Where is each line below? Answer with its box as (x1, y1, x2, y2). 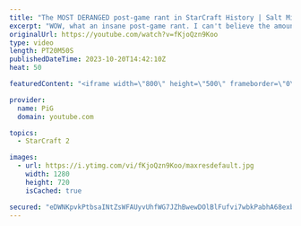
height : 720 (25, 178, 70, 187)
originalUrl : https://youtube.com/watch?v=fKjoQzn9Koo (9, 30, 219, 39)
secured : (9, 203, 42, 212)
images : (9, 153, 39, 162)
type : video (9, 38, 54, 48)
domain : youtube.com (17, 112, 94, 121)
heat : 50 (9, 64, 42, 73)
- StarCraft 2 (17, 136, 70, 146)
